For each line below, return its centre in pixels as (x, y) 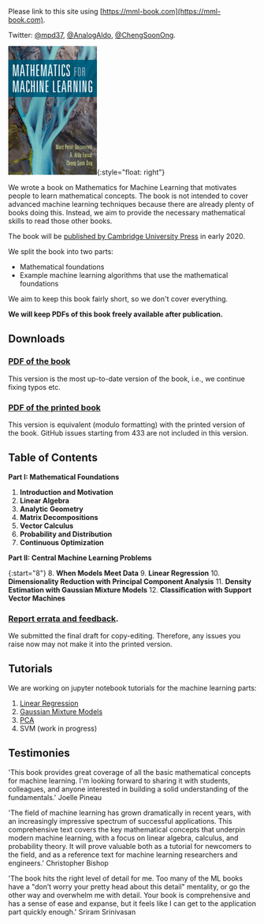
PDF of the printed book (54, 407)
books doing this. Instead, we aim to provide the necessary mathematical (127, 213)
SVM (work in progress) (58, 728)
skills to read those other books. (60, 221)
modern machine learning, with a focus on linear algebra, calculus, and (123, 838)
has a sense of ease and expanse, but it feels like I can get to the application (132, 903)
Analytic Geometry (52, 509)
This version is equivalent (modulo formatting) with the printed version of (127, 425)
